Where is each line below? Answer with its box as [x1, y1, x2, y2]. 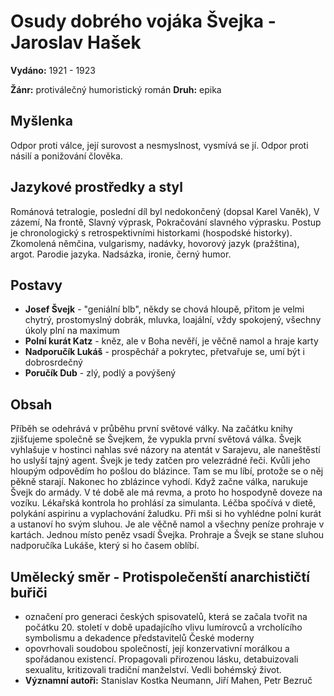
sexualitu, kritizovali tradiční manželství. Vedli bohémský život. [24, 664, 282, 675]
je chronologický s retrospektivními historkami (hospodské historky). [10, 226, 293, 239]
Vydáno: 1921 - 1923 [10, 64, 96, 76]
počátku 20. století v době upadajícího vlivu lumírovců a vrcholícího [24, 621, 303, 633]
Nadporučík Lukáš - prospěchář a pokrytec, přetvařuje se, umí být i [24, 346, 305, 358]
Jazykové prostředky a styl [10, 179, 183, 196]
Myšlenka [10, 113, 73, 130]
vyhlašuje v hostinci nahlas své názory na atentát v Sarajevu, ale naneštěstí [10, 444, 321, 456]
